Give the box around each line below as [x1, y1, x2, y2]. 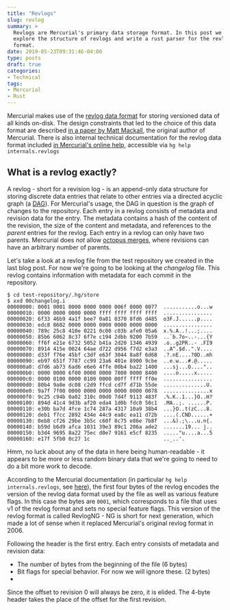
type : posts [7, 55, 41, 62]
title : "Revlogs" [7, 10, 57, 17]
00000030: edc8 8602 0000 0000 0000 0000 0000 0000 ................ [7, 321, 213, 328]
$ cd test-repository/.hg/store [7, 291, 99, 298]
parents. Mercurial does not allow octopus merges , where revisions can [7, 236, 209, 244]
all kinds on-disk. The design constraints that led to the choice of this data [7, 119, 217, 127]
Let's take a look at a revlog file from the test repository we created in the [7, 256, 214, 265]
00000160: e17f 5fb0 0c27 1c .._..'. [7, 435, 186, 442]
